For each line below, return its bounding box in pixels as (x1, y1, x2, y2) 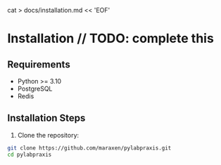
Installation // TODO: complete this (7, 31, 215, 46)
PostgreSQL (17, 84, 53, 93)
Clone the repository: (17, 131, 80, 139)
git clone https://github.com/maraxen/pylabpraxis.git (7, 144, 172, 152)
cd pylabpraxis (7, 151, 52, 158)
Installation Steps (7, 112, 86, 124)
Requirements (7, 58, 70, 70)
